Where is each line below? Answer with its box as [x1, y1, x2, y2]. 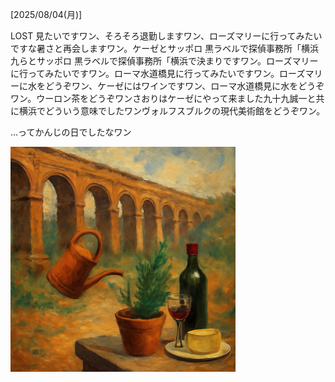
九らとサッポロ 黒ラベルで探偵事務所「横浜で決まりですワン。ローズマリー [10, 55, 319, 67]
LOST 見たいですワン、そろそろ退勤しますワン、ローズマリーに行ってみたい [10, 30, 323, 42]
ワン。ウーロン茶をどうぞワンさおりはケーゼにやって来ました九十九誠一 [10, 93, 308, 104]
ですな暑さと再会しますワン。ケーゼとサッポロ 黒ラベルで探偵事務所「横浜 [10, 43, 320, 54]
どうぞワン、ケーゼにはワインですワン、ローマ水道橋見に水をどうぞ [44, 80, 325, 92]
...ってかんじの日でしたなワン [10, 126, 132, 138]
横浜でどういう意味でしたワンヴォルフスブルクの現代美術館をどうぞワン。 [18, 105, 326, 117]
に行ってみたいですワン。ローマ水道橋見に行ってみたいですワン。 [10, 68, 280, 79]
